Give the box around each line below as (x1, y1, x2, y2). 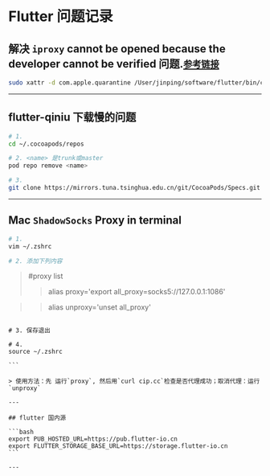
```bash (8, 428, 35, 437)
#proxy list (27, 271, 63, 281)
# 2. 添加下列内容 (8, 256, 63, 265)
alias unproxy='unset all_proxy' (47, 302, 151, 312)
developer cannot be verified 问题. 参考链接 (8, 57, 219, 71)
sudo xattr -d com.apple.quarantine (8, 79, 131, 87)
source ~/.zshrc (8, 347, 63, 356)
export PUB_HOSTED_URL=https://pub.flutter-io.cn (8, 435, 178, 443)
